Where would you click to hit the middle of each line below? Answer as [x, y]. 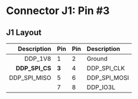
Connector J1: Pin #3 [58, 11]
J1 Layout [24, 33]
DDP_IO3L [101, 87]
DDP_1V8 [38, 59]
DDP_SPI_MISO [30, 78]
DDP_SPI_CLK [106, 68]
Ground [97, 59]
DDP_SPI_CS [33, 68]
